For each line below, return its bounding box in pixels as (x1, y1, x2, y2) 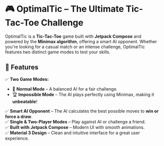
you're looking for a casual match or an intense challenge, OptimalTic (5, 44, 145, 49)
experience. (5, 135, 29, 141)
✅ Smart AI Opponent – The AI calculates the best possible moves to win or (5, 108, 159, 114)
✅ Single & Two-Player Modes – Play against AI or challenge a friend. (5, 119, 146, 124)
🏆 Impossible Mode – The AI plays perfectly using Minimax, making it (12, 91, 154, 97)
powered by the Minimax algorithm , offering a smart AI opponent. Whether (5, 38, 158, 44)
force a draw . (5, 113, 33, 120)
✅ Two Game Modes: (5, 76, 49, 82)
